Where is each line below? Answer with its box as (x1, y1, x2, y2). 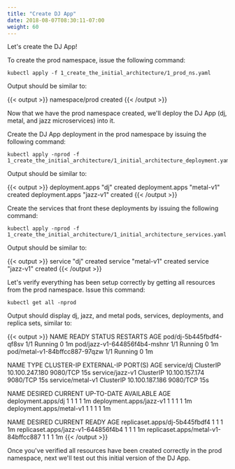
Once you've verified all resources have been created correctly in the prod (7, 447, 222, 455)
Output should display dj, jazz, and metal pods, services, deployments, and (7, 311, 224, 320)
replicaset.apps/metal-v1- (146, 426, 222, 434)
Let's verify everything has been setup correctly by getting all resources (7, 278, 215, 287)
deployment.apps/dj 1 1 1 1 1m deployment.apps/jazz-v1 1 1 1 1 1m (7, 397, 192, 405)
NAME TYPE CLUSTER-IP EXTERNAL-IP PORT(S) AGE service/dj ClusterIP (7, 361, 222, 369)
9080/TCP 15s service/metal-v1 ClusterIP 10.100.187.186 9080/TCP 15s (7, 376, 210, 384)
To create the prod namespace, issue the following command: (7, 56, 186, 64)
